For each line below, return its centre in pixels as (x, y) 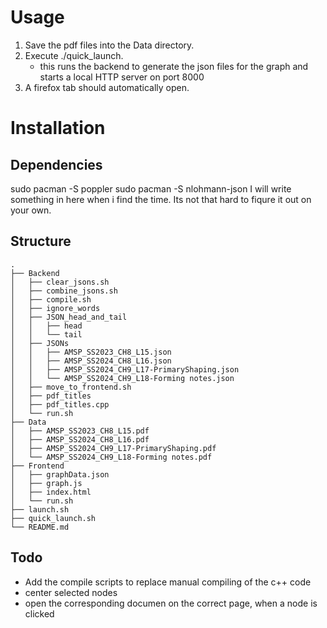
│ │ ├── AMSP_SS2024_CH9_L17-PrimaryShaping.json (125, 369)
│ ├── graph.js (46, 483)
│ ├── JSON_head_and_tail (69, 317)
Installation (58, 128)
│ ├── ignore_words (55, 308)
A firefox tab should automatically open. (107, 87)
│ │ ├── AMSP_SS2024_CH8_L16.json (91, 361)
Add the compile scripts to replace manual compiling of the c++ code (168, 582)
